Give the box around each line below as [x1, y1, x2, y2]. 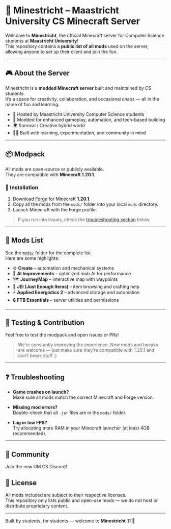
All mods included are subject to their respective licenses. [5, 492, 127, 498]
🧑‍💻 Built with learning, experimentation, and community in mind [12, 130, 146, 136]
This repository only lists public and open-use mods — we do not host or [5, 497, 158, 503]
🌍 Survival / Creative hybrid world [12, 122, 85, 128]
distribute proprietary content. [5, 502, 69, 509]
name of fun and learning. [5, 101, 60, 107]
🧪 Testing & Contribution [5, 319, 85, 327]
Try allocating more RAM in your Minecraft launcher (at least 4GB [12, 425, 150, 431]
